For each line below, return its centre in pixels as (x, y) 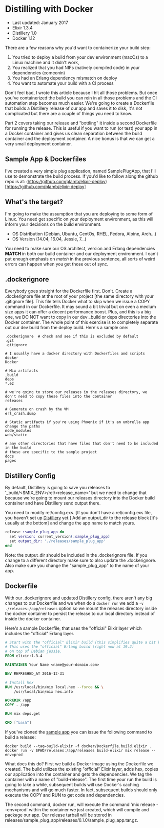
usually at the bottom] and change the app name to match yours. (70, 523)
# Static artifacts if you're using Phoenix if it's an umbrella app (77, 422)
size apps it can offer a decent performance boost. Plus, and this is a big (78, 312)
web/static (16, 435)
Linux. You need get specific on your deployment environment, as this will (79, 219)
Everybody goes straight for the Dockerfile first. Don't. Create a (69, 291)
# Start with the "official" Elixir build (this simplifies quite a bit (81, 642)
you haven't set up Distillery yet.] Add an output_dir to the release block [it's (81, 518)
